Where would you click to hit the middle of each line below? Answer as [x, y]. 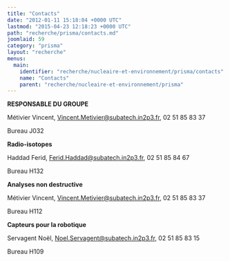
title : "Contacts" [33, 13]
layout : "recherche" [37, 53]
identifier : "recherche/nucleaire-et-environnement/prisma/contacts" [122, 71]
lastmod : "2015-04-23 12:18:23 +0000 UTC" [69, 26]
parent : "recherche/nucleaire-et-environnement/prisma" [102, 84]
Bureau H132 [26, 171]
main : [21, 65]
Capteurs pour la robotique [47, 225]
